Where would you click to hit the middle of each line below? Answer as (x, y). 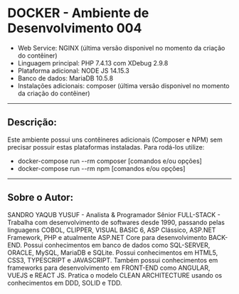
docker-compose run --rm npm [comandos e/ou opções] (101, 168)
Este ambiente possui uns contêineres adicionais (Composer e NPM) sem (115, 140)
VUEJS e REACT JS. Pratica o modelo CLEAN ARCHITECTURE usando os (115, 275)
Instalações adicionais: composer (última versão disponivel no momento (123, 85)
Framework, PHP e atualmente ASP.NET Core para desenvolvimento (107, 237)
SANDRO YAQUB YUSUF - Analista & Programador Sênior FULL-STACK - (114, 214)
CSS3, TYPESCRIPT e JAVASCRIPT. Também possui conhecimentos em (113, 260)
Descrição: (32, 122)
